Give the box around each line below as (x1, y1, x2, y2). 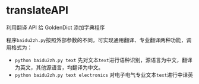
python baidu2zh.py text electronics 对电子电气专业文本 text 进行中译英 (14, 71, 193, 78)
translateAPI (6, 4, 69, 17)
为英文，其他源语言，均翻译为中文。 (14, 63, 104, 71)
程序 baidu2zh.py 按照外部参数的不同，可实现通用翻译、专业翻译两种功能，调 (6, 36, 192, 43)
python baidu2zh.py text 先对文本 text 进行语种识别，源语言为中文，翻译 (14, 56, 193, 63)
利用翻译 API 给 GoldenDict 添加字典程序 (6, 24, 105, 31)
